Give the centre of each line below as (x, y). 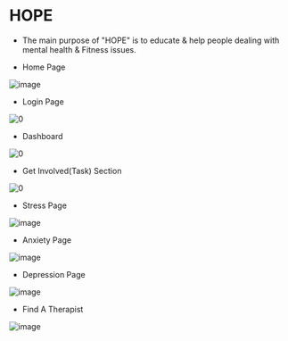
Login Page (43, 101)
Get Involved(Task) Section (72, 170)
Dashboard (43, 136)
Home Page (44, 67)
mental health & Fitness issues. (79, 49)
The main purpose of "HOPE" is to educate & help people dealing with (151, 40)
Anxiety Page (47, 240)
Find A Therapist (53, 309)
